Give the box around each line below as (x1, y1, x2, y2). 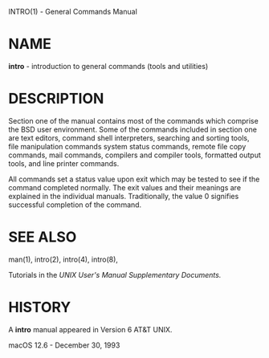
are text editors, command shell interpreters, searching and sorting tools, (8, 132, 250, 143)
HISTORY (8, 299, 71, 316)
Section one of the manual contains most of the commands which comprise (8, 116, 259, 125)
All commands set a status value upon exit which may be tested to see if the (8, 174, 260, 184)
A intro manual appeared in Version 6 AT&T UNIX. (8, 324, 173, 334)
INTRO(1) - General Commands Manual (8, 7, 138, 16)
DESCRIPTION (8, 90, 104, 108)
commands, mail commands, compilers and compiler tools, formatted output (8, 150, 261, 160)
